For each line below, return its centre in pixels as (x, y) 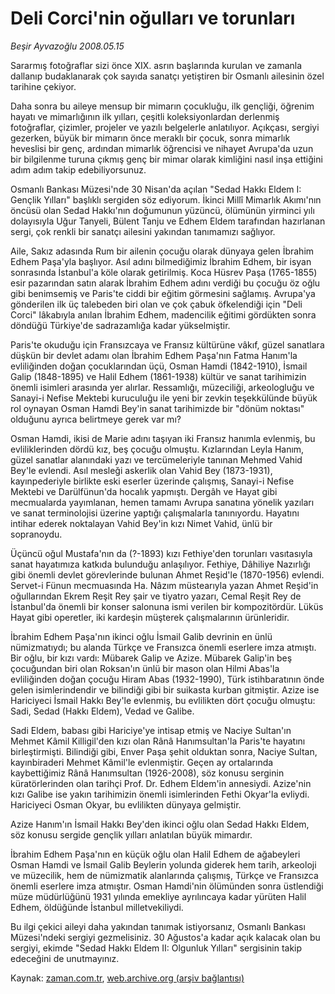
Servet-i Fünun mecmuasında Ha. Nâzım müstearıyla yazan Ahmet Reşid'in (164, 585)
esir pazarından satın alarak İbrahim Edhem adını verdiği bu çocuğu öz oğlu (165, 283)
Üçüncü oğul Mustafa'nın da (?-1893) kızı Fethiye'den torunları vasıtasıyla (161, 553)
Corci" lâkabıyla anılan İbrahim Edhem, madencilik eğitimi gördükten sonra (163, 314)
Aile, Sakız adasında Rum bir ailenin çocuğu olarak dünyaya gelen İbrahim (162, 251)
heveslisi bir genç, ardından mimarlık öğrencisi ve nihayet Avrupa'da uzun (162, 148)
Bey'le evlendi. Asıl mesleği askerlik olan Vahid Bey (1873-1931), (141, 470)
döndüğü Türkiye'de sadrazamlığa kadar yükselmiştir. (120, 325)
